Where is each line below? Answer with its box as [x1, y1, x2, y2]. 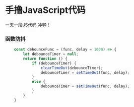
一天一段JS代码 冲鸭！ [5, 22, 51, 28]
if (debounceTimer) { [31, 60, 77, 66]
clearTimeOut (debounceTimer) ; [40, 65, 103, 70]
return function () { [23, 56, 68, 61]
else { [31, 79, 46, 84]
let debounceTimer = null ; [23, 52, 79, 57]
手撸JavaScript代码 [5, 4, 86, 16]
